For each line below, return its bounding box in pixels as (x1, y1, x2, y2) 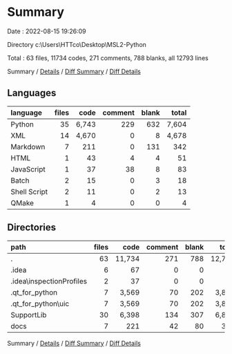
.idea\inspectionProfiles (10, 276, 88, 286)
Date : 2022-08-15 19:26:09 (7, 27, 86, 35)
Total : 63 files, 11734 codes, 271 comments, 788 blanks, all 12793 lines (7, 53, 209, 62)
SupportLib (10, 310, 47, 319)
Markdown (10, 142, 46, 151)
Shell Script (10, 187, 48, 196)
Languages (7, 87, 57, 99)
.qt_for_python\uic (10, 299, 70, 308)
